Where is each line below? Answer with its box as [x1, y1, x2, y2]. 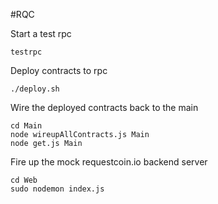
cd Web [10, 175, 38, 185]
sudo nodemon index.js [10, 184, 105, 194]
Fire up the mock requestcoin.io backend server [10, 156, 208, 168]
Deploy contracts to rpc [10, 65, 108, 76]
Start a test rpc [10, 28, 72, 39]
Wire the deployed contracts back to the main [10, 102, 199, 113]
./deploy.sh [10, 84, 60, 94]
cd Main [10, 121, 43, 131]
